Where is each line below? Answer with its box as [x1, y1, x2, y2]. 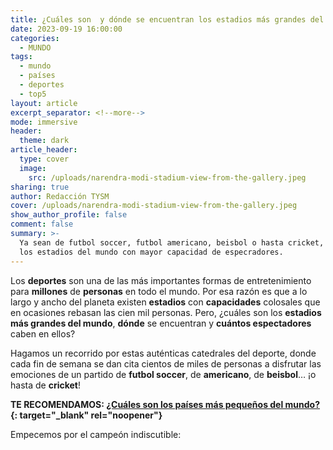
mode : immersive [10, 117, 78, 127]
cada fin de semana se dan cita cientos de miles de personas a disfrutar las [10, 357, 322, 370]
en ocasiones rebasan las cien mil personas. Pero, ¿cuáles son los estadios [10, 306, 322, 318]
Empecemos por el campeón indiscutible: [10, 428, 182, 440]
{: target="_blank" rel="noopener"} [10, 409, 163, 421]
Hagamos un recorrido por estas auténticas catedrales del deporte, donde [10, 347, 317, 359]
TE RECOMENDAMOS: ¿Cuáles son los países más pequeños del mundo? [10, 398, 321, 410]
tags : [10, 52, 33, 62]
